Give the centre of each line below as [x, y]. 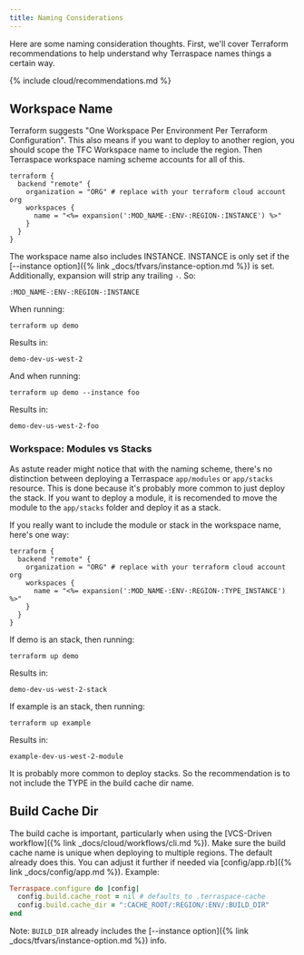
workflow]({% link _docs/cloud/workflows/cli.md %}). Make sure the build [147, 843]
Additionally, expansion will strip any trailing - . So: [103, 276]
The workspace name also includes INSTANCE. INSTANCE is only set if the [150, 257]
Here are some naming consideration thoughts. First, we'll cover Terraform [149, 44]
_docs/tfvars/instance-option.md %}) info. [88, 940]
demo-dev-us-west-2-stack [58, 689]
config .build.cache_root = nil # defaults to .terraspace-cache [142, 897]
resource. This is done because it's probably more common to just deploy [147, 488]
